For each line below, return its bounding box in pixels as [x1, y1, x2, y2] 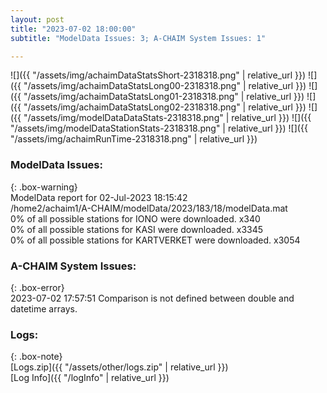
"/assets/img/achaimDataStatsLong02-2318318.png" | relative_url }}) [23, 101, 307, 113]
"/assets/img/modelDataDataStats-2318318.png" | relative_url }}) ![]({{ [23, 112, 312, 124]
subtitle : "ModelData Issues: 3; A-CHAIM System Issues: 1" [10, 33, 267, 43]
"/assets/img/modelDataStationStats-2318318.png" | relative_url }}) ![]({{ [10, 122, 308, 135]
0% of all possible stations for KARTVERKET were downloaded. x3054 [10, 234, 301, 246]
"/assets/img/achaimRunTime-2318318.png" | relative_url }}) [10, 133, 258, 145]
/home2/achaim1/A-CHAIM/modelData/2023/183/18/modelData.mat [10, 202, 288, 214]
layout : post [10, 14, 65, 25]
